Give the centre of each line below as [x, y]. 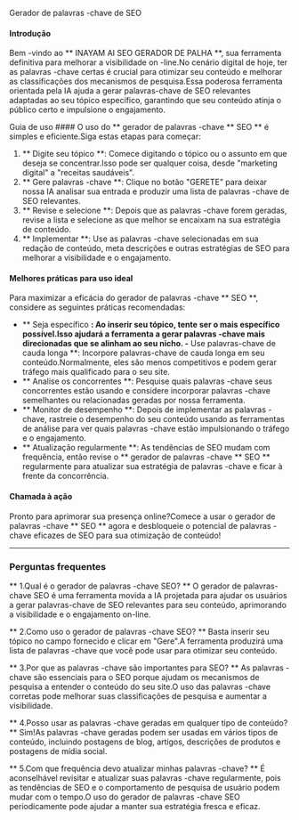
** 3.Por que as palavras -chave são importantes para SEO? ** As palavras [147, 668]
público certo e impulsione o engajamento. [88, 110]
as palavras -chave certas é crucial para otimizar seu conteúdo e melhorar [146, 72]
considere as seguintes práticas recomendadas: [97, 307]
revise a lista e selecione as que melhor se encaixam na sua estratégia [151, 220]
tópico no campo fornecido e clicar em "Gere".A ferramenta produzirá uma [146, 641]
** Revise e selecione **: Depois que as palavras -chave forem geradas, [154, 211]
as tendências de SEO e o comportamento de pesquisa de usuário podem [145, 787]
